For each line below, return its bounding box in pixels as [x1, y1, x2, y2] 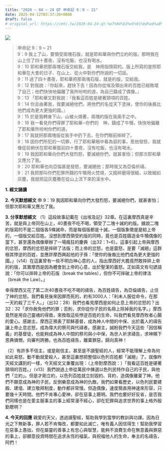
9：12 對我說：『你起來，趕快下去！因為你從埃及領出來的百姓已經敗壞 [17, 82, 159, 88]
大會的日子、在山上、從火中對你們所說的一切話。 [30, 70, 131, 76]
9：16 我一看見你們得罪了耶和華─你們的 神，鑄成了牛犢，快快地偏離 [17, 120, 160, 126]
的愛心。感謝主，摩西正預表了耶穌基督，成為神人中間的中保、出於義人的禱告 [5, 318, 162, 325]
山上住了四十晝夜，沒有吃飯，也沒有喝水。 [17, 57, 105, 63]
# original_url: [5, 21, 39, 26]
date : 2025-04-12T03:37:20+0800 [5, 12, 72, 17]
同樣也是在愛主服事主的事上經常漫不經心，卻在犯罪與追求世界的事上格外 [9, 398, 158, 404]
